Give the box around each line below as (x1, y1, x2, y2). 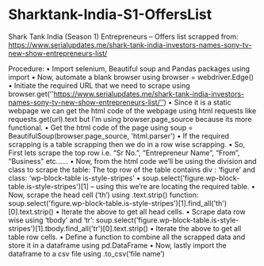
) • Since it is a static (163, 97, 231, 107)
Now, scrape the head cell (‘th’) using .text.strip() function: (8, 190, 199, 199)
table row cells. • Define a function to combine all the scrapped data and (8, 232, 246, 241)
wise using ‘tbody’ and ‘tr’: (8, 215, 94, 225)
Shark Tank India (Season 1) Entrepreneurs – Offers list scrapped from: (8, 32, 239, 41)
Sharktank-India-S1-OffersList (8, 6, 212, 24)
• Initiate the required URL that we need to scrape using (8, 81, 190, 90)
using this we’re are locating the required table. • (96, 181, 256, 191)
